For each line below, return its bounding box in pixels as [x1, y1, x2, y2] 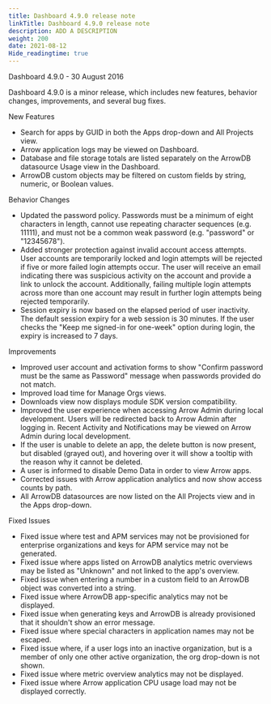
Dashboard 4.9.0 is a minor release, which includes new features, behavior [8, 87, 257, 97]
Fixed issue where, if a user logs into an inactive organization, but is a [19, 643, 252, 653]
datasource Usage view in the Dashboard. [19, 162, 160, 171]
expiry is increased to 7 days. [19, 331, 119, 340]
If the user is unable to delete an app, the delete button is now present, [19, 440, 256, 450]
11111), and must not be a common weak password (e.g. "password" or [19, 228, 255, 237]
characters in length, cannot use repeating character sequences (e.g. [19, 220, 252, 228]
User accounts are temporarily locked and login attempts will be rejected [19, 254, 263, 263]
